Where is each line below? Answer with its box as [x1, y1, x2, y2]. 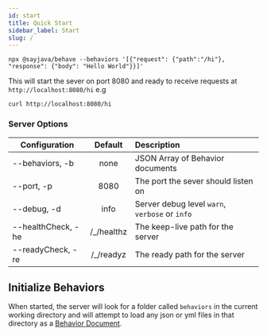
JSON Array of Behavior [134, 153, 225, 164]
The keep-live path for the [134, 221, 234, 232]
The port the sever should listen [134, 176, 253, 187]
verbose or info [134, 208, 192, 219]
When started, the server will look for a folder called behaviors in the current [8, 302, 258, 311]
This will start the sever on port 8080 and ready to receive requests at [8, 76, 238, 86]
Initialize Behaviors [8, 280, 105, 294]
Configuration [20, 139, 75, 150]
